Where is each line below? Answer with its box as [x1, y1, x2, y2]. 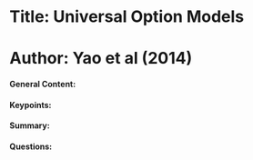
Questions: [9, 141, 53, 152]
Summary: [9, 120, 50, 131]
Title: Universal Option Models [9, 6, 245, 27]
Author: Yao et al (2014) [9, 48, 193, 69]
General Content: [9, 78, 76, 89]
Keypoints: [9, 99, 52, 110]
